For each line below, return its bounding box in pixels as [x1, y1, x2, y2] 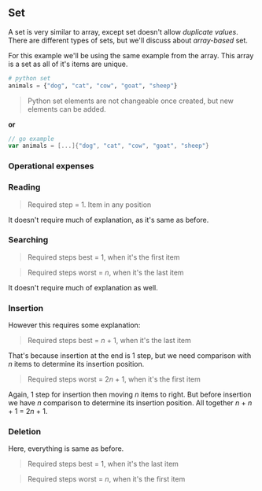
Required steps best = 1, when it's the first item [27, 252, 180, 262]
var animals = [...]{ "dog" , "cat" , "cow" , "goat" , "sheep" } [8, 142, 210, 150]
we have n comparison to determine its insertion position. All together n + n [8, 398, 253, 408]
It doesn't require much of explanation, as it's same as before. [8, 215, 209, 224]
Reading [8, 182, 41, 193]
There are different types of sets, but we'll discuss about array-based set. [8, 35, 248, 45]
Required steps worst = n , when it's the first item [27, 474, 186, 484]
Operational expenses [8, 161, 94, 172]
